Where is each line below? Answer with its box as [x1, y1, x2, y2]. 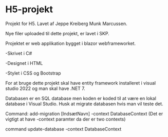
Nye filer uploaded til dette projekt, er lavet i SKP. [5, 30, 109, 36]
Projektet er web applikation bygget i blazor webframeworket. [5, 40, 136, 47]
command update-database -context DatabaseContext [5, 126, 122, 132]
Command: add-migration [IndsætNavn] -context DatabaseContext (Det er [5, 110, 163, 117]
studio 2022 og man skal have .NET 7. [5, 85, 86, 92]
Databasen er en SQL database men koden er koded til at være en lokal [5, 95, 157, 101]
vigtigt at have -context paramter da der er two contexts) [5, 116, 126, 122]
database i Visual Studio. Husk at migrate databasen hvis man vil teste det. [5, 101, 163, 107]
